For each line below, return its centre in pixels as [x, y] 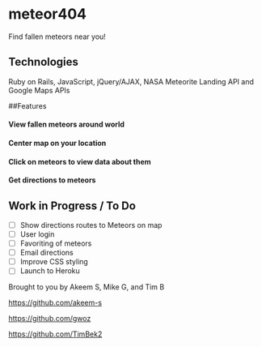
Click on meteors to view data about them [80, 161]
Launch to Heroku [50, 271]
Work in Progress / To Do [72, 206]
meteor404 [48, 14]
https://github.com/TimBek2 [55, 334]
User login [37, 234]
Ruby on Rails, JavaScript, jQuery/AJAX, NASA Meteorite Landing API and [131, 81]
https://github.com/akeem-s [55, 303]
